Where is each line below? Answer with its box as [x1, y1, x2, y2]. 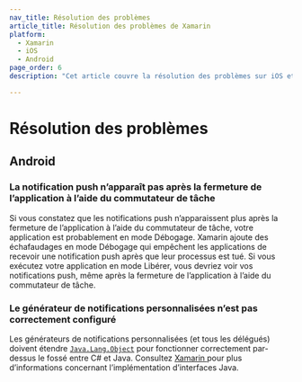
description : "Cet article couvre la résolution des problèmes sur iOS [9, 72, 283, 81]
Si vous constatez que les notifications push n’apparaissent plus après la [9, 212, 279, 223]
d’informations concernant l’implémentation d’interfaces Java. [9, 361, 240, 373]
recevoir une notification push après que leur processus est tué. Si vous [9, 251, 276, 262]
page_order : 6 [9, 64, 63, 73]
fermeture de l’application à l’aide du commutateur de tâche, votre [9, 222, 254, 233]
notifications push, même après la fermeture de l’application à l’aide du [9, 270, 271, 280]
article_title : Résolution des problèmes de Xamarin [9, 22, 211, 31]
